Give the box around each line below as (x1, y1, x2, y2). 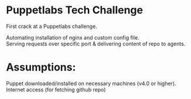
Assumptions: (6, 61, 76, 74)
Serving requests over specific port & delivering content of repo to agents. (6, 40, 186, 47)
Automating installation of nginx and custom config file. (6, 34, 139, 41)
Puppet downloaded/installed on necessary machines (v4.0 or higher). (6, 80, 177, 87)
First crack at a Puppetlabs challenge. (6, 23, 98, 30)
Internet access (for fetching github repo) (6, 86, 106, 93)
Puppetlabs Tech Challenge (6, 3, 144, 17)
